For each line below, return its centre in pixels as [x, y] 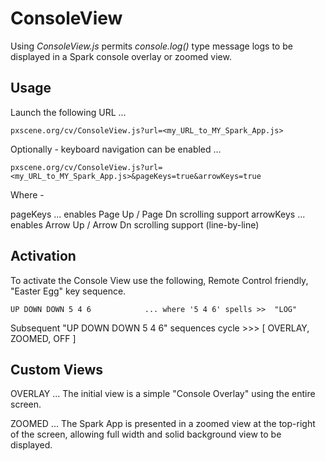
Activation [43, 256]
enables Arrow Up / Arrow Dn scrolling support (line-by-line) [135, 224]
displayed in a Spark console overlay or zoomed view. [121, 56]
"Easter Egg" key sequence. [68, 291]
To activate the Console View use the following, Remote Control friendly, [159, 280]
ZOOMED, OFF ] [43, 338]
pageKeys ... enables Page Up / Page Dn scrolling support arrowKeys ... [158, 214]
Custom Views [57, 369]
